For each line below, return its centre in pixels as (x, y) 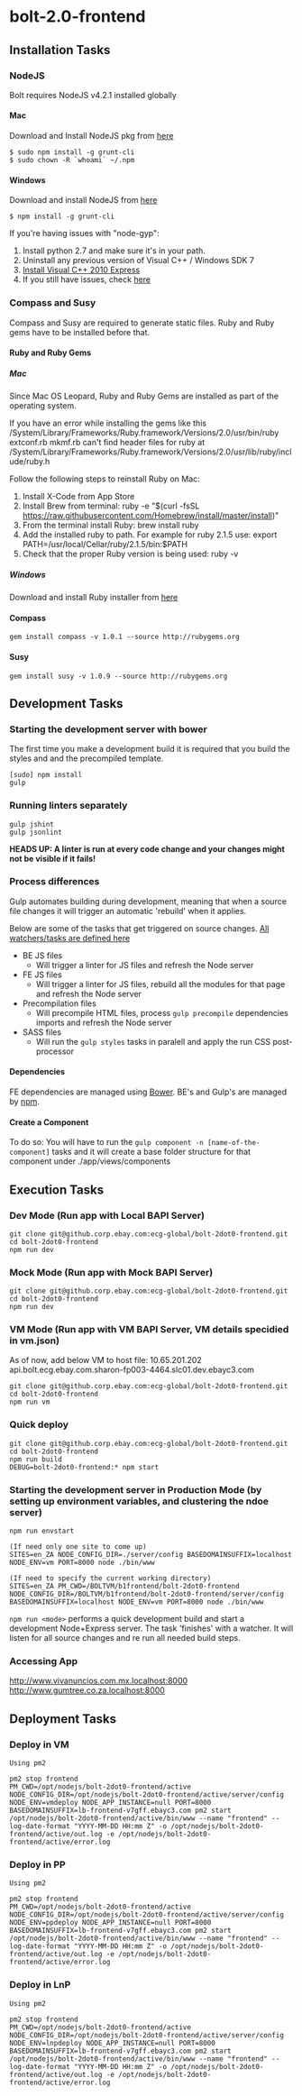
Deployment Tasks (63, 1719)
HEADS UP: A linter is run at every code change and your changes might (147, 848)
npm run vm (30, 1402)
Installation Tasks (60, 50)
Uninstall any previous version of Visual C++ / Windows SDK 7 (138, 261)
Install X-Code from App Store (78, 497)
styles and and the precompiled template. (87, 758)
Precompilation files (59, 1003)
